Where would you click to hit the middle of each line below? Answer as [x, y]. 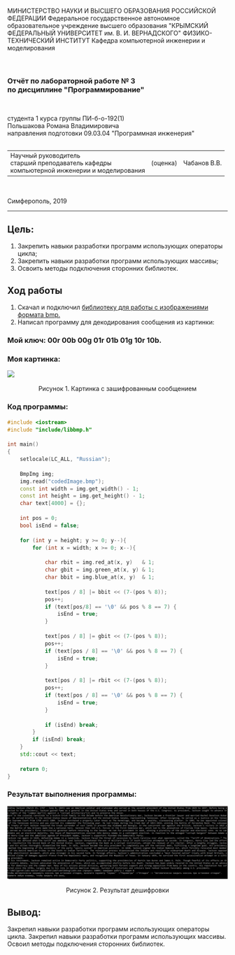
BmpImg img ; [37, 474]
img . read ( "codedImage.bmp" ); [62, 481]
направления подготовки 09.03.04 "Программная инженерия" [101, 134]
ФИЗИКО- [198, 33]
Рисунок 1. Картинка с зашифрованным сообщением [117, 389]
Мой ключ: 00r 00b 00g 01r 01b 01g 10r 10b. [85, 341]
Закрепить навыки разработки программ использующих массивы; [118, 261]
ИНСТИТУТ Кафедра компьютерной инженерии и [130, 41]
